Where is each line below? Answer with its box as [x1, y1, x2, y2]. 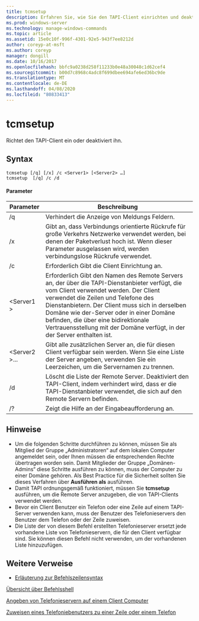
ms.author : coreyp [6, 48, 52, 53]
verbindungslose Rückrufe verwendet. [45, 252, 152, 260]
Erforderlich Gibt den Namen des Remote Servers [45, 271, 184, 279]
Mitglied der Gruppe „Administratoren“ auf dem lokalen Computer [14, 446, 175, 453]
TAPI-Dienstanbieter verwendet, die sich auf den [45, 387, 182, 395]
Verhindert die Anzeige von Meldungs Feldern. [45, 212, 175, 220]
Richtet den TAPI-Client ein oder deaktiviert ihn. [6, 137, 123, 144]
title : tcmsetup [6, 8, 46, 15]
